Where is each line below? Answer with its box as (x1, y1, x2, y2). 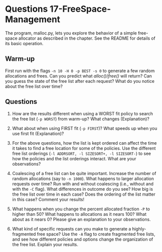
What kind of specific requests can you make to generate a (12, 226, 131, 231)
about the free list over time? (5, 83, 63, 89)
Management (5, 14, 61, 25)
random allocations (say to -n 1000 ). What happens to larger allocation (12, 176, 154, 181)
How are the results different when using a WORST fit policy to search (12, 110, 153, 116)
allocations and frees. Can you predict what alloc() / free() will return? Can (5, 73, 152, 79)
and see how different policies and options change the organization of (12, 236, 153, 242)
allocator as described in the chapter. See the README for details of (19, 35, 156, 41)
